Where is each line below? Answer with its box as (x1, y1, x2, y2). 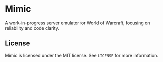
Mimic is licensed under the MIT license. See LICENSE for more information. (5, 52, 158, 58)
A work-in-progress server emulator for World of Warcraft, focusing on (5, 20, 150, 26)
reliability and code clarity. (5, 25, 60, 31)
